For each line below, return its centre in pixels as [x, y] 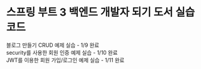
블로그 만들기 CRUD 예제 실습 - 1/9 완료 [53, 45]
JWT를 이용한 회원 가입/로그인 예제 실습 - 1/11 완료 [65, 60]
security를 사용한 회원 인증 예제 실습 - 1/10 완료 [62, 52]
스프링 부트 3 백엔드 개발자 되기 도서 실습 [100, 12]
